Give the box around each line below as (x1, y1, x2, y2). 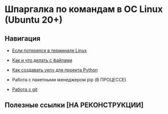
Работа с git (12, 86, 38, 92)
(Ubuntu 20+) (5, 14, 63, 26)
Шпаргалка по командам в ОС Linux (5, 4, 163, 15)
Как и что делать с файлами (12, 57, 73, 63)
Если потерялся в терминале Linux (12, 48, 87, 53)
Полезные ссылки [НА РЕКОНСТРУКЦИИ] (5, 101, 144, 109)
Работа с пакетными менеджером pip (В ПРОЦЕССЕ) (12, 77, 126, 82)
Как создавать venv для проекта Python (12, 67, 98, 73)
